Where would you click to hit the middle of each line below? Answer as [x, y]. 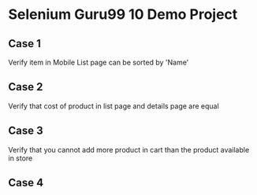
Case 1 [25, 44]
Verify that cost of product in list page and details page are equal [114, 106]
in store [20, 158]
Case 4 [26, 183]
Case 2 [26, 87]
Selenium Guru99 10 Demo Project [123, 15]
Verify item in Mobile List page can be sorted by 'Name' [99, 62]
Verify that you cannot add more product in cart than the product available [129, 149]
